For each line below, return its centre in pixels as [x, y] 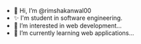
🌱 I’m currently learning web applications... [74, 33]
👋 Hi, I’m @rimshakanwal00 [52, 11]
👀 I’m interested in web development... [67, 25]
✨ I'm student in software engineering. [68, 18]
